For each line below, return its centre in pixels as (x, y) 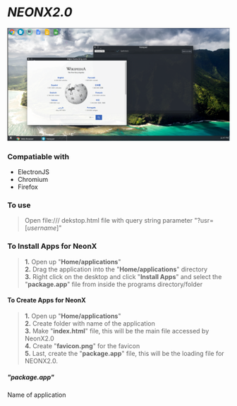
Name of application (37, 395)
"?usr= (203, 221)
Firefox (28, 187)
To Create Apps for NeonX (47, 300)
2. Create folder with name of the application (90, 323)
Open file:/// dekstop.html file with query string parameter (108, 221)
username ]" (44, 228)
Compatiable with (38, 156)
